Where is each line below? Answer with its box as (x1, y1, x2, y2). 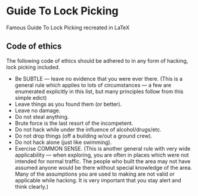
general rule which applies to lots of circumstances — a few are (14, 81, 172, 88)
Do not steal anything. (14, 113, 69, 120)
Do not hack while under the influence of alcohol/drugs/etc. (14, 125, 162, 133)
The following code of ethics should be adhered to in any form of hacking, (6, 57, 188, 64)
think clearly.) (14, 183, 49, 190)
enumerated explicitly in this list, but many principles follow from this (14, 88, 184, 95)
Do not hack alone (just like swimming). (14, 139, 112, 146)
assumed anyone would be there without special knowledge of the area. (14, 164, 193, 171)
